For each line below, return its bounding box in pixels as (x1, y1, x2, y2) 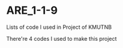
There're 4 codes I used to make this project (6, 35, 117, 42)
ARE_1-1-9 (6, 4, 58, 17)
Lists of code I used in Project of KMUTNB (6, 23, 112, 31)
